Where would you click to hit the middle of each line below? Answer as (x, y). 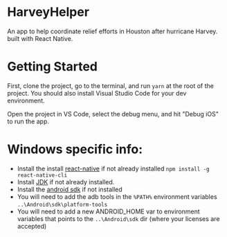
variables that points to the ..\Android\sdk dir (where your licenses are (118, 218)
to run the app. (28, 121)
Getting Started (53, 67)
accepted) (32, 226)
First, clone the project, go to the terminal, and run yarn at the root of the (111, 86)
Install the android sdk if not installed (70, 189)
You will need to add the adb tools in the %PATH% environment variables (117, 196)
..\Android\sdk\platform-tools (62, 204)
